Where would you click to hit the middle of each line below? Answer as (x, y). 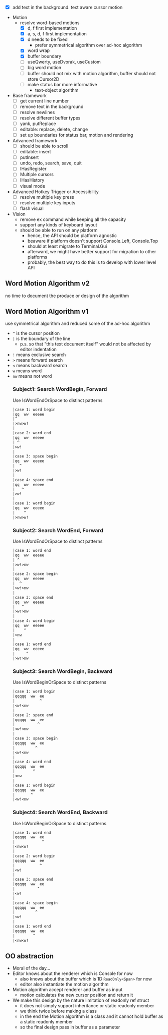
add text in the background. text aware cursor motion (67, 7)
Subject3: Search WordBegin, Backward (62, 671)
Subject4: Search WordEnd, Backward (60, 813)
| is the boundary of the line (41, 339)
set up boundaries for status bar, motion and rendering (76, 135)
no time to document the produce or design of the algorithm (67, 296)
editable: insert (35, 152)
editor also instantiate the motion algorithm (64, 984)
